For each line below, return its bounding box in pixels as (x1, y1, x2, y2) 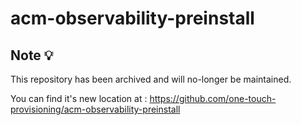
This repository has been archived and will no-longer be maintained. (10, 73, 292, 85)
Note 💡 (10, 47, 54, 64)
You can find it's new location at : (10, 93, 148, 104)
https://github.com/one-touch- (149, 93, 277, 104)
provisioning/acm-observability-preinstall (10, 103, 181, 115)
